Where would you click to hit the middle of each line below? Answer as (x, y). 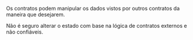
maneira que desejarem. (36, 14)
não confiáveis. (24, 32)
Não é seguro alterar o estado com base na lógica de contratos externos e (97, 26)
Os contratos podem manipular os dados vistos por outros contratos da (93, 8)
